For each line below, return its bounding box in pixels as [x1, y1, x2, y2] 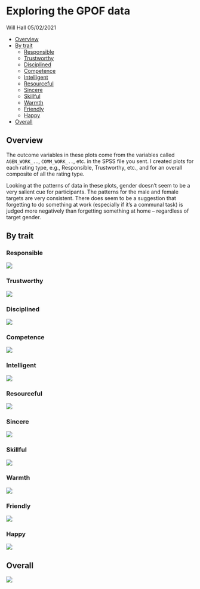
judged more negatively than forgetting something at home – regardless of [6, 207, 189, 214]
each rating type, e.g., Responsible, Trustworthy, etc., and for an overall [6, 164, 183, 171]
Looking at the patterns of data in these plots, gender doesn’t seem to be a [6, 182, 190, 189]
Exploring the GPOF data [6, 4, 130, 18]
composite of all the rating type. [6, 170, 85, 177]
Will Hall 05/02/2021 [6, 24, 57, 31]
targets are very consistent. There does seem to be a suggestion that [6, 194, 176, 201]
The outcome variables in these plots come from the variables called [6, 151, 175, 158]
